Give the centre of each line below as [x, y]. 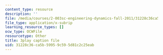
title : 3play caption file [32, 41]
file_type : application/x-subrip [39, 23]
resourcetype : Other [26, 36]
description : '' [21, 14]
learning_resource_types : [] [34, 27]
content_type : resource [29, 9]
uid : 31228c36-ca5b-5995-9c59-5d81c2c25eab [50, 45]
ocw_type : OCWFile [24, 32]
